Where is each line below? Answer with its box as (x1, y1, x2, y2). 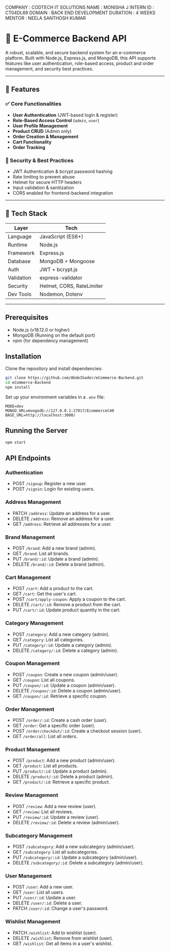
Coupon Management (5, 660, 60, 667)
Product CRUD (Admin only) (12, 128, 72, 134)
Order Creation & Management (12, 133, 78, 139)
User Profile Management (12, 123, 68, 129)
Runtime (8, 241, 28, 248)
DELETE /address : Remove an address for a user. (12, 516, 115, 522)
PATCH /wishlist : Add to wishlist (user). (12, 930, 97, 936)
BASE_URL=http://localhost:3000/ (5, 413, 76, 418)
